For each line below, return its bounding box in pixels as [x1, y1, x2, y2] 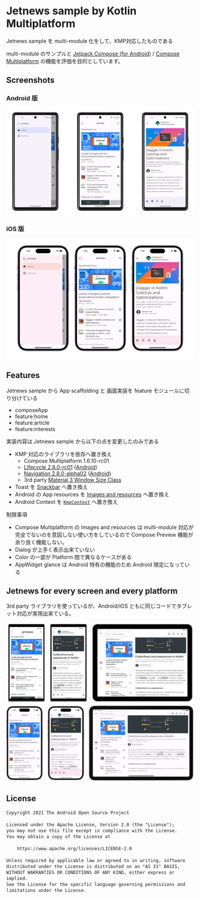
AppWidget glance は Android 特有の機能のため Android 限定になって [14, 561, 185, 568]
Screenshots [6, 75, 55, 85]
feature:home [14, 413, 48, 420]
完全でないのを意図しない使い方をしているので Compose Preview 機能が [14, 531, 194, 538]
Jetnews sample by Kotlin [6, 4, 137, 18]
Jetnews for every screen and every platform [6, 586, 178, 596]
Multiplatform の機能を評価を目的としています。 [6, 57, 124, 64]
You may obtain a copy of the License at [6, 834, 111, 840]
